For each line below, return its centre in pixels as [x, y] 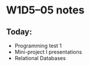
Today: [19, 32]
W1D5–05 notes [45, 10]
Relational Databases [40, 58]
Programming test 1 [38, 46]
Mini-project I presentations [48, 52]
